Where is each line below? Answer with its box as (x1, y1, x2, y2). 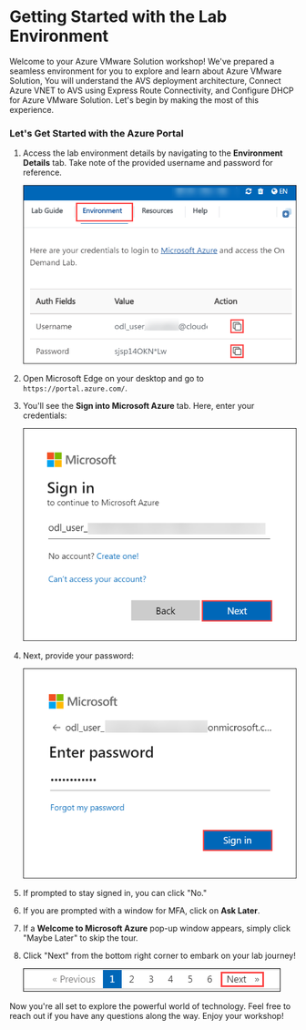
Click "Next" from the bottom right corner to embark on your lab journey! (22, 950, 296, 961)
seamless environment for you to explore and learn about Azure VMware (9, 66, 282, 76)
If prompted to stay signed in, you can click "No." (22, 887, 208, 898)
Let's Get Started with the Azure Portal (9, 127, 184, 139)
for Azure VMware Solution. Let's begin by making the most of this (9, 94, 260, 106)
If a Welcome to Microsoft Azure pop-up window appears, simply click (22, 923, 291, 933)
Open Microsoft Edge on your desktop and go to (22, 373, 205, 384)
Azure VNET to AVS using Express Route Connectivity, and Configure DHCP (9, 85, 294, 96)
